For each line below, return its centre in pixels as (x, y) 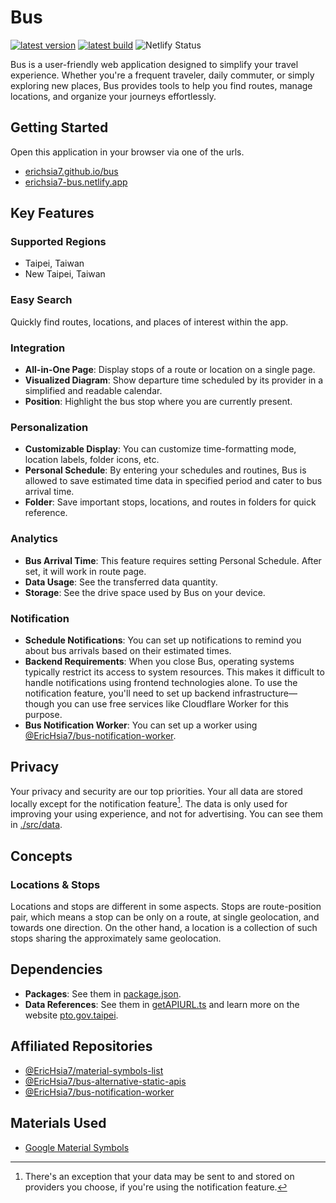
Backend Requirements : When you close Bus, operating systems (159, 661)
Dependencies (56, 969)
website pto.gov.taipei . (71, 1015)
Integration (38, 348)
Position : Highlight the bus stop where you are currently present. (158, 402)
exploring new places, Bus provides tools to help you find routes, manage (161, 85)
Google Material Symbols (77, 1147)
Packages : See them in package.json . (103, 993)
